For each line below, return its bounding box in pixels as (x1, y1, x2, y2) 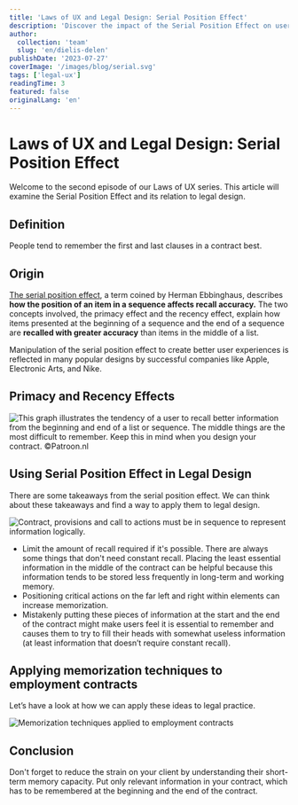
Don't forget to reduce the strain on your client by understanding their (9, 767, 264, 778)
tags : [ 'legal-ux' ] (9, 71, 82, 80)
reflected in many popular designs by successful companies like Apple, (9, 354, 271, 364)
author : (9, 29, 38, 38)
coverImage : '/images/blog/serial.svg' (9, 63, 157, 72)
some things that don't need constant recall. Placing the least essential (21, 552, 281, 563)
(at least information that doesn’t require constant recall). (21, 637, 231, 648)
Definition (9, 216, 65, 231)
